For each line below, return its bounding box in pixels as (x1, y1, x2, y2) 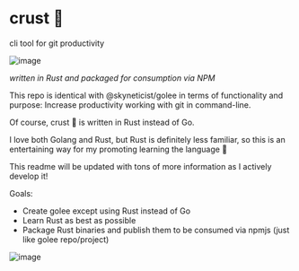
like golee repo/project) (22, 233, 110, 245)
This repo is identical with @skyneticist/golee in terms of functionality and (9, 90, 284, 101)
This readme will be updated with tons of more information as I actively (9, 161, 272, 171)
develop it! (9, 170, 48, 181)
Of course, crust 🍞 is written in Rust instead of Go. (9, 117, 195, 127)
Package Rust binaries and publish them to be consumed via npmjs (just (22, 224, 290, 235)
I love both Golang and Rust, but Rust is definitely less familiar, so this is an (9, 134, 286, 144)
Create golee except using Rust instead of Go (22, 205, 191, 216)
